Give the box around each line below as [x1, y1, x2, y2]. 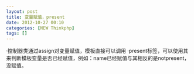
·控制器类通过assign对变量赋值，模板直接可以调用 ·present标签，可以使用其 [6, 48, 189, 55]
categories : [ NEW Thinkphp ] [6, 25, 75, 31]
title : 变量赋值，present [6, 14, 65, 20]
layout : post [6, 8, 38, 15]
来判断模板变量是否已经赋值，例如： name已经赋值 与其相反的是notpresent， [6, 55, 189, 62]
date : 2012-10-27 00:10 [6, 19, 64, 25]
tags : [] [6, 31, 28, 36]
